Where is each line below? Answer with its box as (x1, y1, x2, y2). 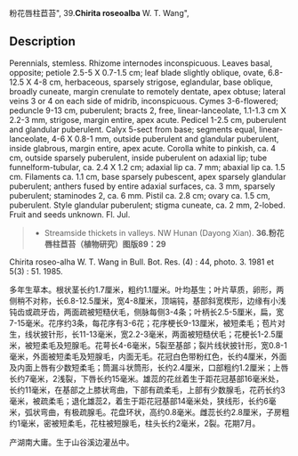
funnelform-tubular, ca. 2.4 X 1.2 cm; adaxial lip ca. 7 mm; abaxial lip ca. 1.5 (9, 161, 286, 172)
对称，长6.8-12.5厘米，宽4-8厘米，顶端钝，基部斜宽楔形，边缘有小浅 (32, 295, 286, 305)
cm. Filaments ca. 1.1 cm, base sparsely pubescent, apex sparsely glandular (9, 171, 286, 182)
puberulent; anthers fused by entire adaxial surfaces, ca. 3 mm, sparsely (9, 181, 276, 191)
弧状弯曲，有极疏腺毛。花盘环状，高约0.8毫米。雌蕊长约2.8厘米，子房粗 (24, 406, 290, 417)
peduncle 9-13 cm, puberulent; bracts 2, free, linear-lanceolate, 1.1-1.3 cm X (9, 105, 286, 116)
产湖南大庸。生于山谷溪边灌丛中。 (9, 436, 134, 447)
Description (9, 34, 76, 49)
